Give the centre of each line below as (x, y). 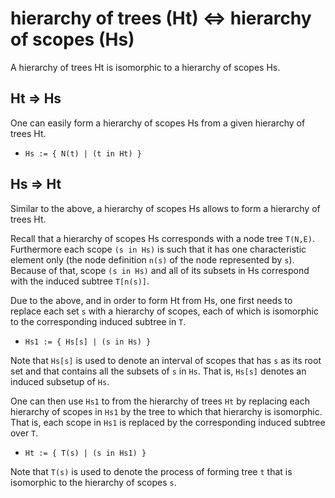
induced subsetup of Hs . (60, 381)
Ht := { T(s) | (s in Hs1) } (85, 453)
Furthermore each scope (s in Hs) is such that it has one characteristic (158, 249)
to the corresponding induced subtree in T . (98, 321)
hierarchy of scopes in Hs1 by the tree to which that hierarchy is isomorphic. (166, 411)
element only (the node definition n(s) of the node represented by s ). (152, 259)
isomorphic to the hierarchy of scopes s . (93, 482)
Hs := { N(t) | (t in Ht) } (83, 153)
